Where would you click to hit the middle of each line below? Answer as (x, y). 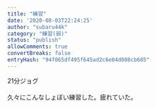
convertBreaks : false (39, 54)
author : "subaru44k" (38, 27)
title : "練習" (27, 14)
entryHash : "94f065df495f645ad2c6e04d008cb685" (79, 60)
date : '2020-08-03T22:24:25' (50, 20)
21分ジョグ (23, 80)
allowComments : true (38, 47)
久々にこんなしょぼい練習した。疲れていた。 (72, 97)
